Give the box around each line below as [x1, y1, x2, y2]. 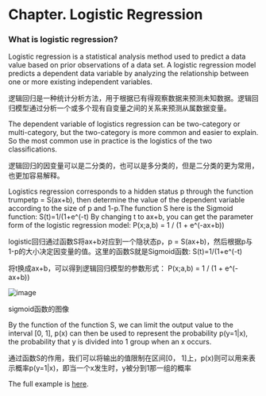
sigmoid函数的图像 [8, 304, 69, 314]
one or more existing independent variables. [8, 77, 152, 87]
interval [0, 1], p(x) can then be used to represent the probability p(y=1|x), [8, 329, 249, 338]
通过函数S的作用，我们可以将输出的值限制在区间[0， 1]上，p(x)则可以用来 [8, 353, 249, 363]
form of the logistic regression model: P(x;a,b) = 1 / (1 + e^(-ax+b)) [8, 221, 225, 230]
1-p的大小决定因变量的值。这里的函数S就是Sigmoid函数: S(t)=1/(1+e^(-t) [8, 247, 243, 256]
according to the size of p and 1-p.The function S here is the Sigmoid [8, 204, 233, 213]
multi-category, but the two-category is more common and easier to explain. [8, 128, 259, 137]
